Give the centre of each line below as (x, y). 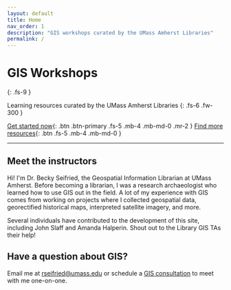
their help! (22, 235)
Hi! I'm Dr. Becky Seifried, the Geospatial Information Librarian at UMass (109, 178)
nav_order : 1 (26, 26)
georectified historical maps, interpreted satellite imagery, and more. (104, 207)
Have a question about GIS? (68, 257)
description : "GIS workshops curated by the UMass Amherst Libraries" (110, 33)
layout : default (30, 13)
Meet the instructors (52, 161)
